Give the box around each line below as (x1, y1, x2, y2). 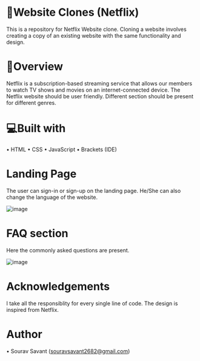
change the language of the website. (6, 194, 98, 201)
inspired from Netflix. (6, 306, 59, 313)
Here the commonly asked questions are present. (6, 246, 130, 254)
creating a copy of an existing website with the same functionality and (6, 32, 181, 39)
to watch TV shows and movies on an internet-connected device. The (6, 86, 181, 93)
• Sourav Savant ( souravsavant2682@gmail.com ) (6, 347, 130, 354)
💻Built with (6, 121, 66, 135)
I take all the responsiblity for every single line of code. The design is (6, 300, 178, 307)
